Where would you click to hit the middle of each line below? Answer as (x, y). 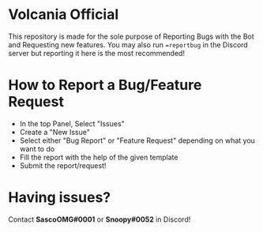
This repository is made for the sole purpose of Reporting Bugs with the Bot (131, 36)
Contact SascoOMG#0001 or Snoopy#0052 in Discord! (100, 219)
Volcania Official (64, 15)
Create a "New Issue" (55, 132)
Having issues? (60, 198)
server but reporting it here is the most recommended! (97, 53)
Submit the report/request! (63, 165)
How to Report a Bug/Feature (105, 85)
